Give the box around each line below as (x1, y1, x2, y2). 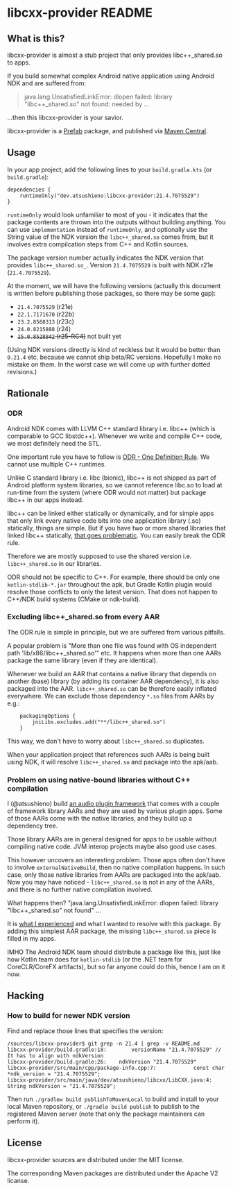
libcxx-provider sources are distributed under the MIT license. (7, 1155, 184, 1164)
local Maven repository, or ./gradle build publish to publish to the (7, 1102, 200, 1110)
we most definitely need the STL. (7, 439, 102, 447)
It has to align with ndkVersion (7, 1052, 104, 1059)
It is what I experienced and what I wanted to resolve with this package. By (7, 920, 221, 928)
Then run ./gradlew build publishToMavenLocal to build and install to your (7, 1095, 220, 1103)
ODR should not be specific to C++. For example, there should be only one (7, 573, 221, 581)
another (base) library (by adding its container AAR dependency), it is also (7, 677, 219, 685)
